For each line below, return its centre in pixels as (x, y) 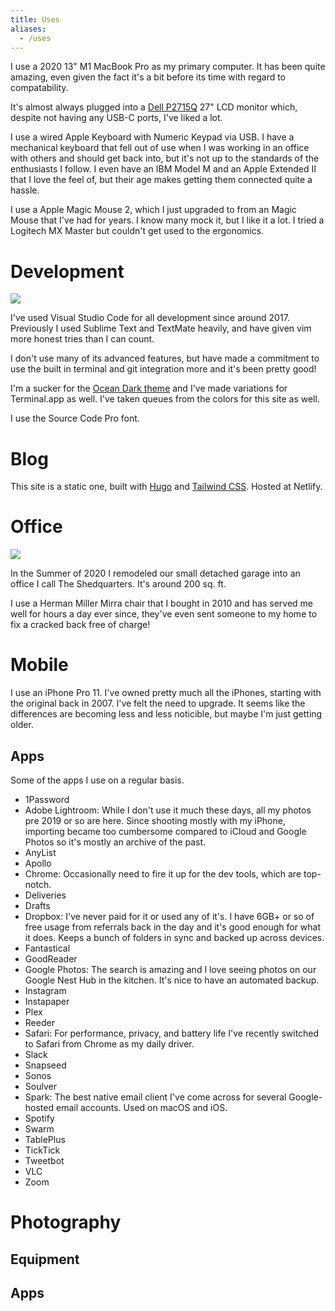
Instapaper (47, 1001)
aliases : (28, 29)
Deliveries (45, 895)
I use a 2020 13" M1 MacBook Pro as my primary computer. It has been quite (168, 67)
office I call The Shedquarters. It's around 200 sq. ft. (118, 584)
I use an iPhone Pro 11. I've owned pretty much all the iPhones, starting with (166, 693)
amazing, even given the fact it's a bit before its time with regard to (148, 77)
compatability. (39, 88)
